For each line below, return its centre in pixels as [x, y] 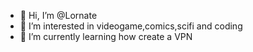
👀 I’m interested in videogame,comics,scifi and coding [131, 26]
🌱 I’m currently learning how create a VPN [106, 36]
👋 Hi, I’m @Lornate [58, 15]
